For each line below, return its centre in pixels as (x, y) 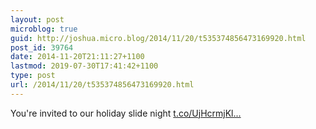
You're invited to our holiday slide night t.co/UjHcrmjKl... (126, 113)
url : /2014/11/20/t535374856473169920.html (102, 85)
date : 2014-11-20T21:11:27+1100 (77, 57)
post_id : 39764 (42, 47)
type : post (33, 76)
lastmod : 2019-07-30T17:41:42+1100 (84, 66)
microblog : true (44, 29)
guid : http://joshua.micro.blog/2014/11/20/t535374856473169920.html (158, 38)
